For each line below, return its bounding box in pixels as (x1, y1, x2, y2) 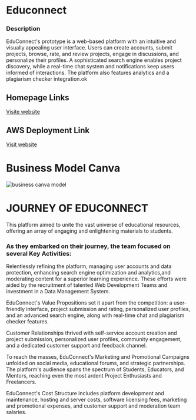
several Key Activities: (6, 249, 72, 257)
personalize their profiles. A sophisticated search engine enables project (6, 57, 182, 64)
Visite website (6, 108, 40, 115)
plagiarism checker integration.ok (6, 75, 87, 82)
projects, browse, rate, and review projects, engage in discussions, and (6, 51, 179, 58)
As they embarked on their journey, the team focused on (6, 242, 171, 250)
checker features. (6, 318, 49, 325)
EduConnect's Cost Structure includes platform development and (6, 390, 165, 397)
